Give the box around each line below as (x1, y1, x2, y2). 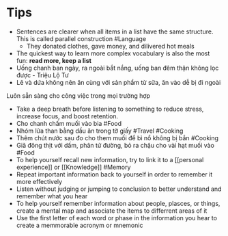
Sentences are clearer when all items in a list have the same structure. (16, 27, 214, 36)
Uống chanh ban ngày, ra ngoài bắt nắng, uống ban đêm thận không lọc (16, 64, 219, 72)
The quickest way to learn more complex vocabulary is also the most (16, 49, 210, 57)
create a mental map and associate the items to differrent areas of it (16, 207, 208, 215)
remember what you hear (16, 192, 88, 200)
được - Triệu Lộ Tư (16, 70, 69, 79)
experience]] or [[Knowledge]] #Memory (16, 163, 131, 171)
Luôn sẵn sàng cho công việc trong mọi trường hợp (6, 91, 151, 100)
